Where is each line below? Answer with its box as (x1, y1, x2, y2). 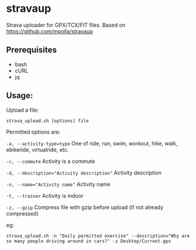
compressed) (6, 210, 39, 217)
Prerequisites (6, 45, 57, 55)
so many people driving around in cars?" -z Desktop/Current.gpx (6, 238, 171, 244)
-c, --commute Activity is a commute (6, 157, 95, 164)
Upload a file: (6, 106, 39, 113)
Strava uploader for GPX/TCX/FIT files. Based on (6, 21, 126, 29)
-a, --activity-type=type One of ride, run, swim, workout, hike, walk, (6, 140, 178, 147)
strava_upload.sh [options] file (6, 118, 89, 124)
